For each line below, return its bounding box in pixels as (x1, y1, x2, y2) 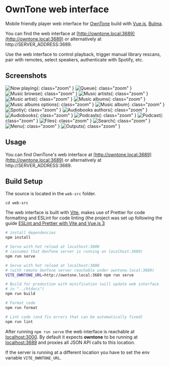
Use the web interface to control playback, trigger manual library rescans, (5, 51, 161, 57)
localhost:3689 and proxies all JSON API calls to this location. (5, 339, 136, 346)
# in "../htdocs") (5, 286, 45, 292)
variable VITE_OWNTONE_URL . (5, 354, 61, 361)
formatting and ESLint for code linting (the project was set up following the (5, 215, 162, 221)
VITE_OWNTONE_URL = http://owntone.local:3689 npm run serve (5, 272, 134, 278)
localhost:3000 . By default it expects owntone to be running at (5, 334, 138, 340)
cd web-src (5, 200, 29, 205)
